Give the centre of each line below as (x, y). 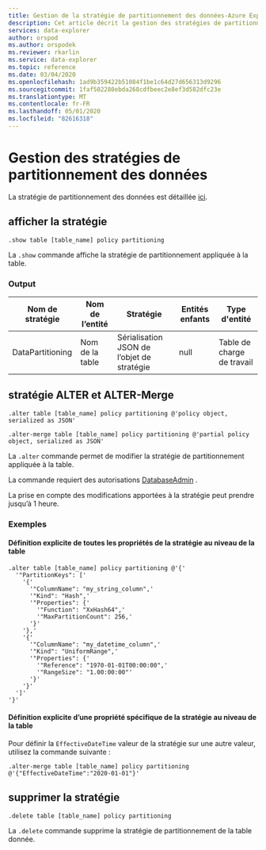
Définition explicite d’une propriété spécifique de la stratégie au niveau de (133, 718)
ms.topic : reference (42, 67)
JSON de (134, 347)
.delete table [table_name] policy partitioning (90, 816)
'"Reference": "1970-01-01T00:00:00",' (103, 665)
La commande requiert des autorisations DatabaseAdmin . (103, 480)
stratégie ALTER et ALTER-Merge (91, 395)
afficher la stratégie (58, 222)
